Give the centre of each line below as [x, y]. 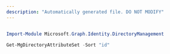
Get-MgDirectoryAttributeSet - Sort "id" [58, 45]
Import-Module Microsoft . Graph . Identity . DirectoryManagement [85, 34]
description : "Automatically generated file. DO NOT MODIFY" [85, 12]
